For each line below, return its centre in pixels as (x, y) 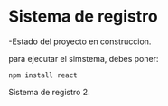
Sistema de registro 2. (50, 92)
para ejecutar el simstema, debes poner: (84, 58)
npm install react (43, 75)
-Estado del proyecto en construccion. (80, 41)
